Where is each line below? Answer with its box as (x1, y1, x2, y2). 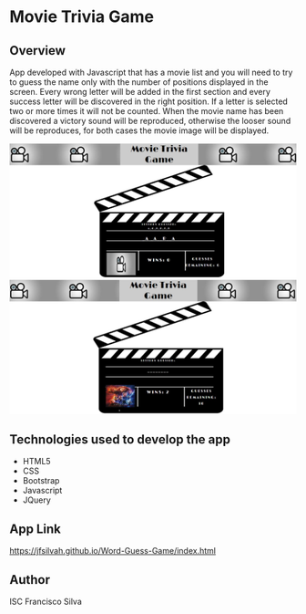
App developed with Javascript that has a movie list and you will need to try (9, 67, 293, 78)
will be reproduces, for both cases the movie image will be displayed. (9, 125, 270, 136)
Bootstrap (22, 475, 60, 486)
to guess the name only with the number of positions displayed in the (9, 77, 269, 88)
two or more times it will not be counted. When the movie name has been (9, 106, 284, 116)
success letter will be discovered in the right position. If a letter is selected (9, 96, 289, 107)
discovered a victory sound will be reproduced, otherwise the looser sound (9, 116, 291, 126)
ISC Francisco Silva (9, 596, 82, 607)
